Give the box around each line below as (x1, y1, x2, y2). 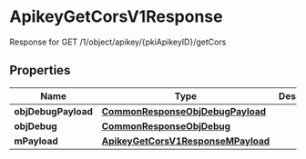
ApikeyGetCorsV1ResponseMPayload (101, 134, 270, 147)
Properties (9, 63, 71, 78)
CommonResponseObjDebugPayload (101, 104, 267, 117)
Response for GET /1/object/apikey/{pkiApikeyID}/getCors (9, 36, 227, 47)
